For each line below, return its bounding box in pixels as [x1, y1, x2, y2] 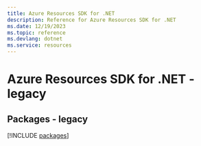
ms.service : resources [7, 42, 72, 49]
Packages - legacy [7, 113, 88, 125]
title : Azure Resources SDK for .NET [7, 10, 115, 17]
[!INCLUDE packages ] [7, 132, 69, 139]
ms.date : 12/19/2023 [7, 23, 67, 29]
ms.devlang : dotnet [7, 36, 63, 42]
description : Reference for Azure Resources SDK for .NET [7, 16, 176, 23]
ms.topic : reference [7, 29, 67, 36]
